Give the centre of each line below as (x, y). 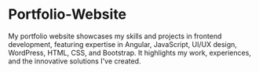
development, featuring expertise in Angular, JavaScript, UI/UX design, (123, 44)
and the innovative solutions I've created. (75, 61)
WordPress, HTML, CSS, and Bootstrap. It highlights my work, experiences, (129, 52)
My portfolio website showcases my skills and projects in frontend (115, 36)
